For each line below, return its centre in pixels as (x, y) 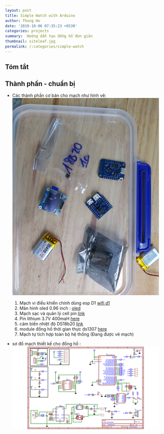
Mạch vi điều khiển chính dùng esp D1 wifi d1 (65, 303)
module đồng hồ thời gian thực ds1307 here (63, 329)
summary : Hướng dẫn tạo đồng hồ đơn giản (49, 36)
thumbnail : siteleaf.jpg (30, 42)
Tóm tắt (17, 67)
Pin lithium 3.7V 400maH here (50, 319)
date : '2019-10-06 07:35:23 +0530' (41, 26)
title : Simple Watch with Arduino (40, 15)
